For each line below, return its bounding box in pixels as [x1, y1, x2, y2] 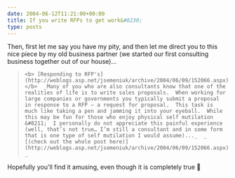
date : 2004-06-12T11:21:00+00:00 [7, 10, 105, 18]
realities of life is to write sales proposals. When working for [24, 89, 226, 97]
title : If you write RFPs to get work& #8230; [7, 17, 142, 24]
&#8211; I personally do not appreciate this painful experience [24, 120, 223, 127]
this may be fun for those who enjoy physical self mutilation [24, 114, 214, 121]
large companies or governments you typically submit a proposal [24, 95, 220, 102]
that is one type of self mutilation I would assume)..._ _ [24, 132, 208, 139]
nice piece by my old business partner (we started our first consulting [7, 50, 209, 58]
